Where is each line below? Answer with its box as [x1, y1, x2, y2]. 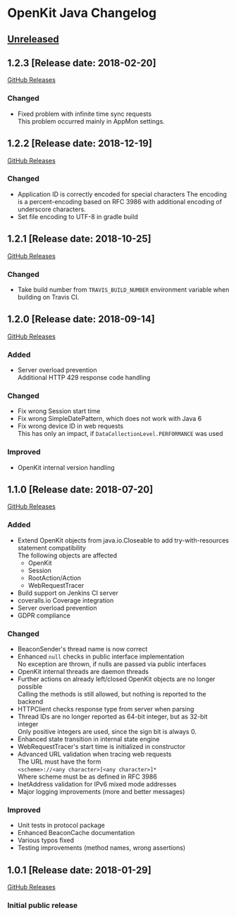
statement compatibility [17, 543, 87, 552]
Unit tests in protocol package [17, 821, 106, 829]
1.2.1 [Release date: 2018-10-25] [7, 233, 151, 245]
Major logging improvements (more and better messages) [17, 788, 185, 796]
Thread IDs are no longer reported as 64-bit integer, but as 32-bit [17, 712, 208, 721]
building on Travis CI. [17, 292, 80, 301]
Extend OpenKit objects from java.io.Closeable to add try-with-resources [17, 536, 229, 545]
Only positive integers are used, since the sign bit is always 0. [17, 728, 197, 736]
